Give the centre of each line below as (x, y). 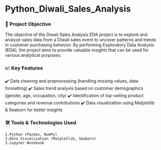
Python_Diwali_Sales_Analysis (68, 9)
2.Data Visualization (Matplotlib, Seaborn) (51, 139)
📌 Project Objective (28, 24)
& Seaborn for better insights (34, 110)
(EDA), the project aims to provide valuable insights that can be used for (77, 50)
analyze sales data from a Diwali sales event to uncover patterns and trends (81, 40)
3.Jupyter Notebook (25, 143)
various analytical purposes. (33, 55)
